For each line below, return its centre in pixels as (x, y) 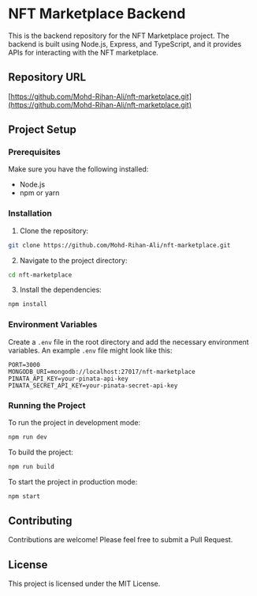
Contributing (40, 521)
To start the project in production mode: (73, 481)
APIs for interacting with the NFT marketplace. (84, 52)
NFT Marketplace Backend (97, 14)
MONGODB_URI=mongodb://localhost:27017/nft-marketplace (102, 372)
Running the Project (47, 406)
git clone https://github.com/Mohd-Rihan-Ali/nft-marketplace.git (119, 245)
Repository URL (47, 77)
